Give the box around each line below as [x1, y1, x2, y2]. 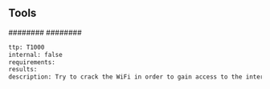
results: [8, 66, 38, 74]
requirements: [8, 58, 56, 67]
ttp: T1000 [8, 43, 45, 51]
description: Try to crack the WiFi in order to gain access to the [8, 73, 243, 81]
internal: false [8, 51, 63, 59]
